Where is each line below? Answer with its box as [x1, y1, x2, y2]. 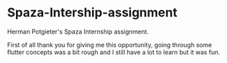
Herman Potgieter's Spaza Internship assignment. [7, 27, 149, 36]
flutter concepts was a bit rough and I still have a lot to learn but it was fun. [7, 48, 220, 56]
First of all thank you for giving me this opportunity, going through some [7, 40, 212, 49]
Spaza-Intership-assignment [7, 5, 178, 21]
